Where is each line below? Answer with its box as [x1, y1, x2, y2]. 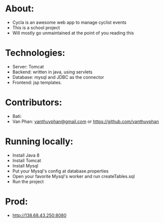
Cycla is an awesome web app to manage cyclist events [12, 19, 127, 25]
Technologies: [5, 48, 65, 58]
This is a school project [12, 24, 60, 30]
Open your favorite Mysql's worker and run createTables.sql [12, 173, 135, 179]
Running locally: [5, 136, 73, 147]
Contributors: [5, 97, 62, 108]
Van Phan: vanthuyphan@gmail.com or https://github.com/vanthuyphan [12, 118, 160, 124]
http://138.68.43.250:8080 [12, 212, 67, 218]
